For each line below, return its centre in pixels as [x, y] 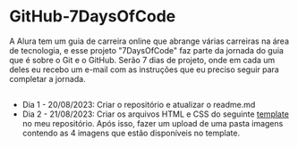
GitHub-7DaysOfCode [93, 16]
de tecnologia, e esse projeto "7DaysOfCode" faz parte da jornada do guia [147, 50]
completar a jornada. [48, 78]
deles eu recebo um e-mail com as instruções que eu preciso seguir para [144, 69]
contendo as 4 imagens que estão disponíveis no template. [131, 133]
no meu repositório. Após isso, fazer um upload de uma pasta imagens [153, 124]
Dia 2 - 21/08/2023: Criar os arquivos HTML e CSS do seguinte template [155, 114]
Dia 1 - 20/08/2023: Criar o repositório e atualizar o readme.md [139, 105]
